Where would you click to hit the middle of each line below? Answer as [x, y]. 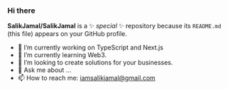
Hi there [21, 11]
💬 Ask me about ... [44, 70]
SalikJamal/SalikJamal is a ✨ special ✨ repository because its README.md [114, 26]
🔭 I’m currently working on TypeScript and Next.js [90, 47]
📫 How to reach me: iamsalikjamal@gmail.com [87, 78]
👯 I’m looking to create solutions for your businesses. [95, 63]
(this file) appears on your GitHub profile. [67, 34]
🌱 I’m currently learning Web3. [62, 55]
